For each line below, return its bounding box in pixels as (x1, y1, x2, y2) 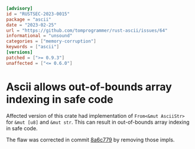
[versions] (6, 49, 33, 55)
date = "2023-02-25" (6, 22, 57, 28)
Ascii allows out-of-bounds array (6, 80, 173, 94)
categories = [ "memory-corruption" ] (6, 38, 96, 44)
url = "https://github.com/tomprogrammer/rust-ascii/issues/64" (6, 27, 168, 34)
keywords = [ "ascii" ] (6, 44, 60, 50)
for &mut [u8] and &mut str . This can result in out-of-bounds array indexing (6, 118, 190, 125)
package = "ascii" (6, 16, 51, 22)
